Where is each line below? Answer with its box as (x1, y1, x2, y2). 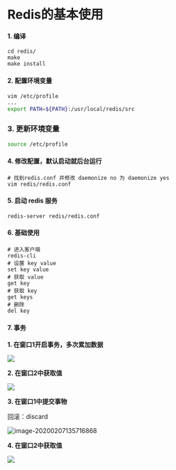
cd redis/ (7, 48, 37, 55)
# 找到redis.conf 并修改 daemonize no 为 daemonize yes (7, 174, 170, 181)
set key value (7, 266, 50, 273)
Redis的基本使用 (7, 6, 104, 23)
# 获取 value (7, 274, 44, 281)
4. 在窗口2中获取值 (7, 442, 62, 450)
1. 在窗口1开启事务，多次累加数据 (7, 341, 104, 349)
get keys (7, 294, 33, 301)
